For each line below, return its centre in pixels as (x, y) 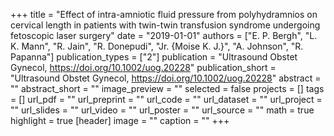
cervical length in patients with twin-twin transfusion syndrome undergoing (165, 25)
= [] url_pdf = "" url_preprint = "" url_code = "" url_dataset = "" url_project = (166, 99)
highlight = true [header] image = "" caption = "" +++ (120, 120)
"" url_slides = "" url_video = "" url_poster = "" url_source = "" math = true (162, 110)
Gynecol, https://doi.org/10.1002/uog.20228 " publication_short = (143, 67)
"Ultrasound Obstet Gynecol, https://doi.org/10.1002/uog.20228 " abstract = (166, 78)
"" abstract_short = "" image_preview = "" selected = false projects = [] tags (167, 88)
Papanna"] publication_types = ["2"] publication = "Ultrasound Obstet (154, 57)
